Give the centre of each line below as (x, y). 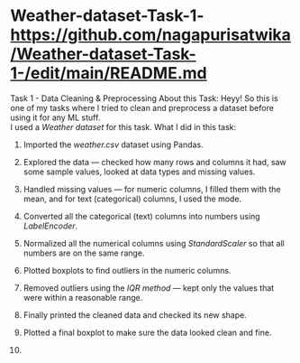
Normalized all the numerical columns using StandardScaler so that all (154, 243)
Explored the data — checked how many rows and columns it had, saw (155, 162)
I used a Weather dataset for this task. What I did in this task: (123, 126)
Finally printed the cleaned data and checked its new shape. (135, 315)
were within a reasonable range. (83, 297)
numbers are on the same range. (84, 253)
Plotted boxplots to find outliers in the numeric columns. (127, 270)
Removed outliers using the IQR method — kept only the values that (149, 288)
